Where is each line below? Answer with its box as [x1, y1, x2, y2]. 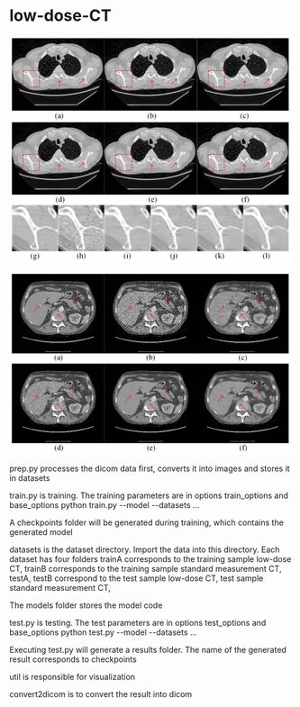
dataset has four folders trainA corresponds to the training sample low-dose [9, 553, 292, 564]
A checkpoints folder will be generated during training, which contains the [9, 517, 284, 528]
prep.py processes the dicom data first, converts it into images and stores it [9, 463, 290, 474]
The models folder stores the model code [9, 600, 163, 611]
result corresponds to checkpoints [9, 654, 137, 665]
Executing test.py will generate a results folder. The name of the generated [9, 644, 286, 655]
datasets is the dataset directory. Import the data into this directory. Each [9, 544, 280, 555]
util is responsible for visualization [9, 671, 136, 682]
